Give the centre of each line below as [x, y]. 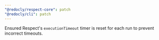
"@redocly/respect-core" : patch [38, 10]
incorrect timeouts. [24, 33]
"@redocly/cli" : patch [28, 14]
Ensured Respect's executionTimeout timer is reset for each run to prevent [79, 28]
